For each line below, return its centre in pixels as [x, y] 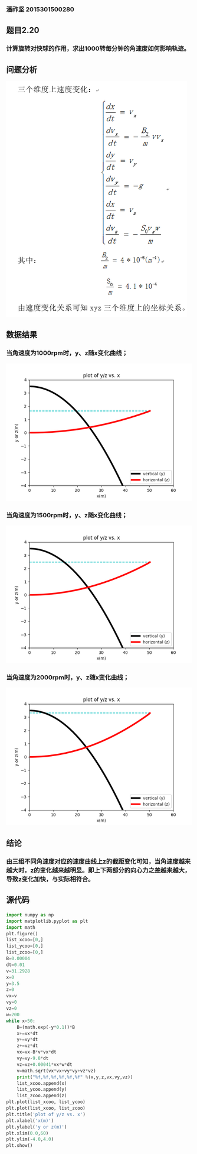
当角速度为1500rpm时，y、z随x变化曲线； [67, 516]
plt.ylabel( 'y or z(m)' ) [37, 1127]
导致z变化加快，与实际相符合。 [50, 879]
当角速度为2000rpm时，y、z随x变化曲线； [68, 677]
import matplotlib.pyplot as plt [47, 921]
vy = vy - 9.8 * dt [33, 1059]
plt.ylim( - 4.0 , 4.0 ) [30, 1139]
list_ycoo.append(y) [42, 1090]
